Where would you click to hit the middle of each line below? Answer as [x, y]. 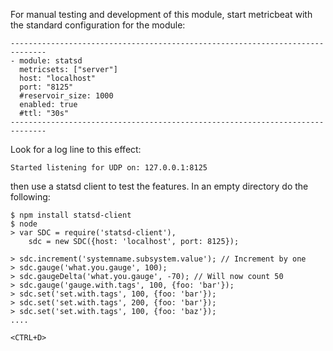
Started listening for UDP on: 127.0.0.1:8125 [109, 168]
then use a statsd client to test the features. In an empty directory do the [159, 186]
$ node [24, 224]
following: [30, 197]
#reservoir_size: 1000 [66, 96]
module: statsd [51, 61]
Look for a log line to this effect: [76, 149]
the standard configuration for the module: [98, 25]
